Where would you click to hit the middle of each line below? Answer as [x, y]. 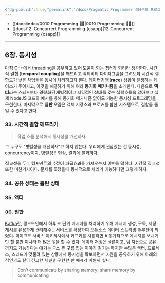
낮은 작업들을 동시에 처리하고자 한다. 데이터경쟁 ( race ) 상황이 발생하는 [85, 80]
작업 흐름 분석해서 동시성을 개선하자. [52, 136]
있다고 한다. [27, 111]
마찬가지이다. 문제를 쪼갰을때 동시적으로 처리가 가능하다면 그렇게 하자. [81, 169]
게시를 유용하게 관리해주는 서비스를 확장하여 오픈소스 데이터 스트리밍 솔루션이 [79, 229]
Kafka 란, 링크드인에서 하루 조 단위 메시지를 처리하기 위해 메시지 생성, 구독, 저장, [82, 223]
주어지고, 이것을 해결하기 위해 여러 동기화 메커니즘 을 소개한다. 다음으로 [85, 86]
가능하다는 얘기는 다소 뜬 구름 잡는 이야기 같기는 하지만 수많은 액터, [82, 248]
